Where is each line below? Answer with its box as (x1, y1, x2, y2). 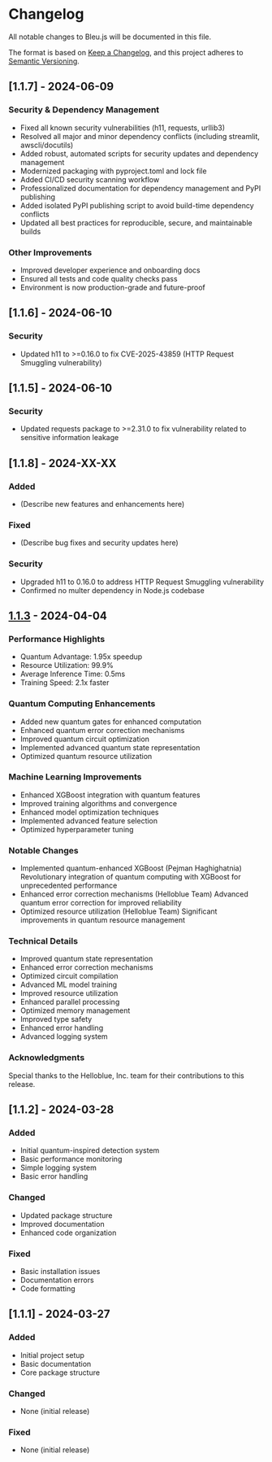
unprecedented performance (19, 880, 118, 891)
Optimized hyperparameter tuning (19, 824, 134, 834)
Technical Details (8, 936, 79, 947)
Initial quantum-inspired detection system (19, 1146, 160, 1155)
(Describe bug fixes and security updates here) (19, 538, 179, 548)
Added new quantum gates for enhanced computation (19, 717, 201, 727)
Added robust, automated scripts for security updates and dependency (19, 148, 259, 159)
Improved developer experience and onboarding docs (19, 265, 201, 275)
